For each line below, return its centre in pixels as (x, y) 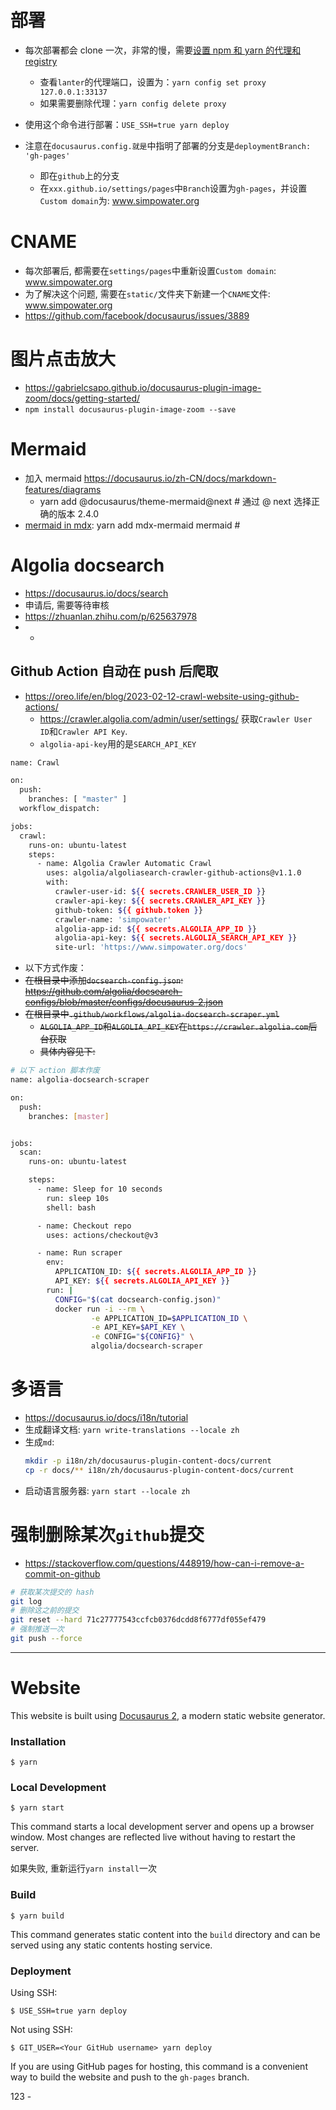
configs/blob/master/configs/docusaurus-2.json (123, 1002)
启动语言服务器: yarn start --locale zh (107, 1490)
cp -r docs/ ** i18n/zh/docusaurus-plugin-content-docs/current (159, 1470)
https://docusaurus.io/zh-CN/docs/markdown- (180, 478)
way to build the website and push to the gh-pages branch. (130, 2077)
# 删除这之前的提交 (45, 1611)
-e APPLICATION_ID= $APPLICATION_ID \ (169, 1318)
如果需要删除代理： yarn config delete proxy (133, 103)
